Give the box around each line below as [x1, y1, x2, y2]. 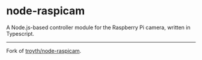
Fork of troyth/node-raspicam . [6, 47, 82, 54]
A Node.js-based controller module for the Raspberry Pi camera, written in [6, 24, 191, 31]
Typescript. [6, 30, 35, 37]
